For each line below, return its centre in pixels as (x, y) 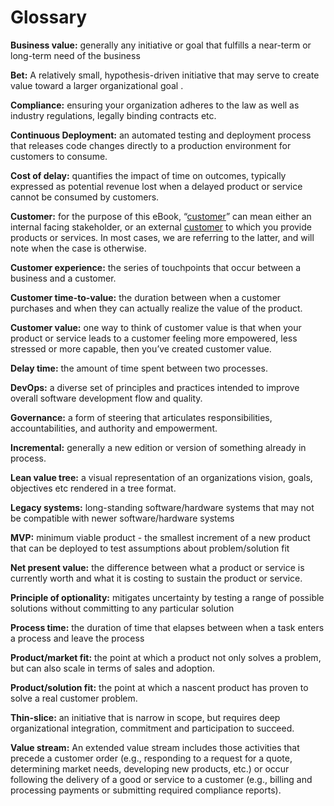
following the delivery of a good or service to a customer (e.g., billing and (161, 779)
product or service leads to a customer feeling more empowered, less (154, 338)
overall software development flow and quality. (106, 398)
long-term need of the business (75, 55)
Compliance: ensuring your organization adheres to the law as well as (155, 105)
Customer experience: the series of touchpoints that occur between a (156, 267)
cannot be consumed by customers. (85, 197)
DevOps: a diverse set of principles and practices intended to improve (155, 387)
